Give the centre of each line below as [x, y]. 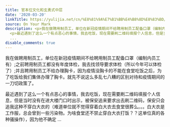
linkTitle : [17, 19]
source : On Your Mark [28, 24]
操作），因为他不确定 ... [38, 119]
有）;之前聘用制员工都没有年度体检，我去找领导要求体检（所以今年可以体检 [83, 64]
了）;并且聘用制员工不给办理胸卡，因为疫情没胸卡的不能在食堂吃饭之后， [81, 70]
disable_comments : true [30, 43]
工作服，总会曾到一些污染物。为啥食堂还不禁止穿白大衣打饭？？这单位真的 [83, 113]
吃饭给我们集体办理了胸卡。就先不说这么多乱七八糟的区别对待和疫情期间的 [87, 77]
